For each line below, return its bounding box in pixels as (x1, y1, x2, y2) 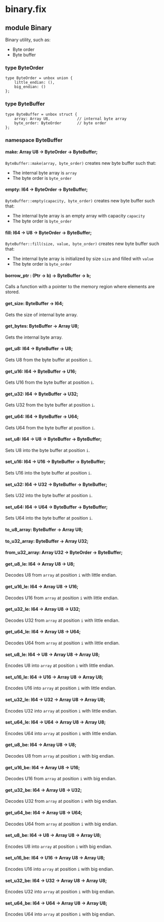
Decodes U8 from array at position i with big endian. (5, 753, 115, 759)
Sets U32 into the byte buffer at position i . (5, 493, 93, 499)
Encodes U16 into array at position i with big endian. (5, 866, 114, 872)
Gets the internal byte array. (5, 334, 63, 340)
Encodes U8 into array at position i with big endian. (5, 843, 112, 849)
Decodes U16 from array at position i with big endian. (5, 776, 117, 782)
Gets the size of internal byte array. (5, 312, 78, 318)
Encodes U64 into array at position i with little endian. (5, 730, 117, 736)
